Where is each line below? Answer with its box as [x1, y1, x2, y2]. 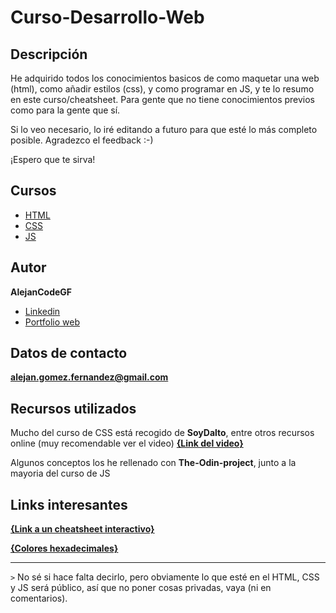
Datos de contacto [10, 345, 128, 362]
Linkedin [24, 305, 61, 317]
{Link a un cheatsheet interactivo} [10, 523, 155, 535]
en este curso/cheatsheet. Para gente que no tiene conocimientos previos [10, 94, 315, 105]
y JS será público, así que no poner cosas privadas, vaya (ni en [10, 582, 272, 594]
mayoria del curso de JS [10, 467, 111, 480]
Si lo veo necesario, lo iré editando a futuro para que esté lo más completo [10, 124, 318, 135]
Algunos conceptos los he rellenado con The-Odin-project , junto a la [10, 457, 297, 469]
